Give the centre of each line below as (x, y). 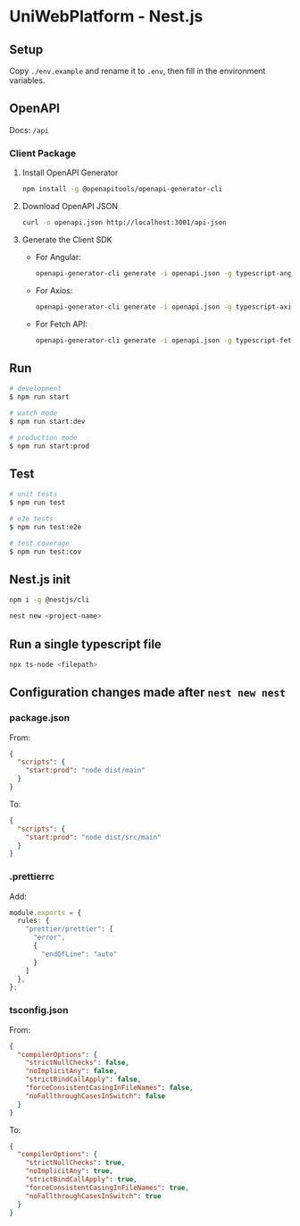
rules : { (33, 921)
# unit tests (33, 495)
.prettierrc (32, 876)
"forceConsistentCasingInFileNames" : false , (109, 1088)
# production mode (43, 437)
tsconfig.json (39, 1010)
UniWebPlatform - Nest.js (106, 17)
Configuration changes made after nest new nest (148, 693)
